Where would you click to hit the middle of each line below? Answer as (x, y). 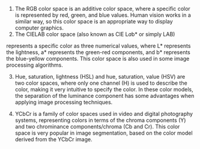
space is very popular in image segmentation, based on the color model (104, 133)
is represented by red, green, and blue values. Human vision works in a (103, 15)
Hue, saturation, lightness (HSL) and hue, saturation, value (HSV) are (100, 77)
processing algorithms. (35, 65)
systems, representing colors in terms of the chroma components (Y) (100, 120)
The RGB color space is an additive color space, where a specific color (102, 9)
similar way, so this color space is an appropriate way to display (94, 21)
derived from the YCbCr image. (53, 139)
